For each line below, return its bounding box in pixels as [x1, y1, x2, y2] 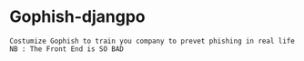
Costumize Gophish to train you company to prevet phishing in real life [9, 36, 296, 46]
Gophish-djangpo [9, 6, 146, 27]
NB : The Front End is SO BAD [9, 44, 125, 54]
